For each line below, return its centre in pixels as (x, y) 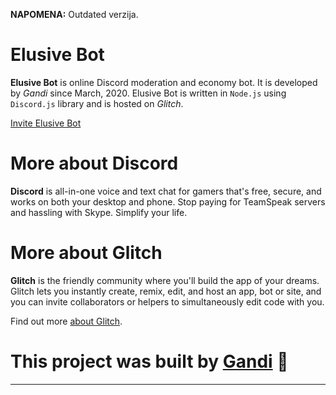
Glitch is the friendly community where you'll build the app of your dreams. (165, 280)
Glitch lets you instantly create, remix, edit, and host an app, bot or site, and (166, 291)
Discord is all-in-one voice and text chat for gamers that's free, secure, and (166, 191)
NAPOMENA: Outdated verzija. (74, 14)
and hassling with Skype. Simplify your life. (99, 212)
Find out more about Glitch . (66, 321)
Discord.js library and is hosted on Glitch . (97, 103)
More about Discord (94, 163)
